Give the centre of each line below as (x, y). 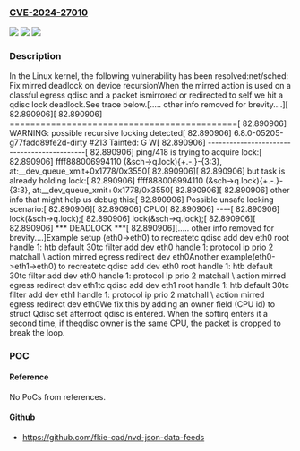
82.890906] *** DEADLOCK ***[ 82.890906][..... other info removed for (142, 228)
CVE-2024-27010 (48, 13)
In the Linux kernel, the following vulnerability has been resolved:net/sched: (149, 76)
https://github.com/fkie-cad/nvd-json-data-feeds (113, 437)
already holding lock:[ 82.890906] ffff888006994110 (107, 180)
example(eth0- (248, 256)
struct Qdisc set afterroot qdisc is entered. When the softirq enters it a (139, 313)
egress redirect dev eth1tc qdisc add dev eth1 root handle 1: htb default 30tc (149, 285)
